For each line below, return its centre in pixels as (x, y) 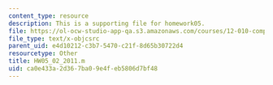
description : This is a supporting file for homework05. (107, 23)
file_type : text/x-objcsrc (54, 38)
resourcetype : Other (43, 53)
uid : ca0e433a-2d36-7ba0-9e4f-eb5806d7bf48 (83, 69)
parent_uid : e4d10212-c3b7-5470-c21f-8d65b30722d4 (96, 46)
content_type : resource (49, 16)
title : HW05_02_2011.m (47, 62)
